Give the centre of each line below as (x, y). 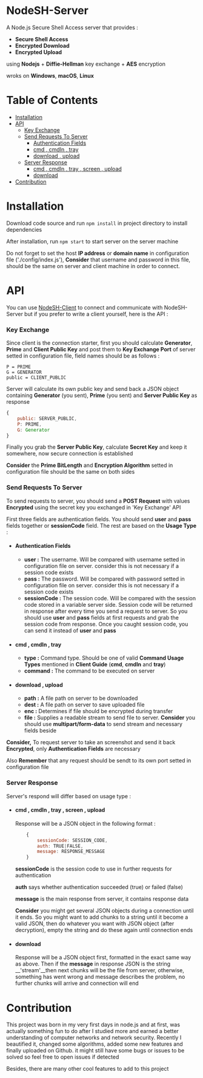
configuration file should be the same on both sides (71, 472)
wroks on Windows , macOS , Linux (50, 75)
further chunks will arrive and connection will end (77, 983)
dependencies (24, 229)
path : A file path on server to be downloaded (81, 698)
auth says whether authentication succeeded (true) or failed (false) (99, 887)
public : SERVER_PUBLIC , (47, 418)
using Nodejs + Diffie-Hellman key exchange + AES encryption (86, 64)
